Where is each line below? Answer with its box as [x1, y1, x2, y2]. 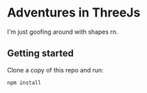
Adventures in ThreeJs [7, 5, 141, 21]
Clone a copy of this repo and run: [7, 65, 104, 74]
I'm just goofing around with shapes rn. [7, 28, 118, 36]
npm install [7, 79, 41, 86]
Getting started [7, 48, 74, 59]
